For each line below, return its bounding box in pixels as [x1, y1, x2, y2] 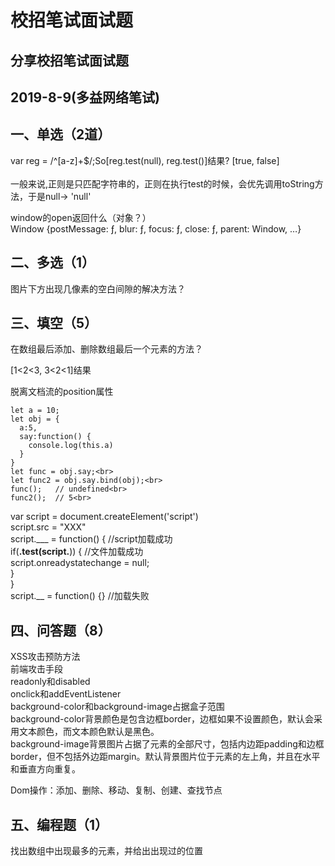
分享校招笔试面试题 [10, 52, 129, 69]
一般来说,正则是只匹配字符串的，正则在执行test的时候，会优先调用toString [10, 177, 315, 190]
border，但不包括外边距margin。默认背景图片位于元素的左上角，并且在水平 [10, 751, 321, 763]
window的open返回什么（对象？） [10, 211, 152, 223]
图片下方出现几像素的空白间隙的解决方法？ [10, 282, 186, 295]
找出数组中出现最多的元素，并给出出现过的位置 [10, 845, 203, 857]
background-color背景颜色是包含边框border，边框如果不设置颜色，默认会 [10, 713, 314, 725]
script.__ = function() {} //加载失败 [10, 590, 150, 602]
